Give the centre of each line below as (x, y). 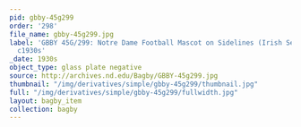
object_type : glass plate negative (76, 68)
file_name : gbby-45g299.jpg (62, 34)
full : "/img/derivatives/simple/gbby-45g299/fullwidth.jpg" (124, 92)
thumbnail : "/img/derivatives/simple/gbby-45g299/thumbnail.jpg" (133, 84)
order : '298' (34, 26)
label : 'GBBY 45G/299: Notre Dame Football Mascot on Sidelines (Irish (146, 42)
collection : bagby (43, 109)
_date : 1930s (34, 59)
